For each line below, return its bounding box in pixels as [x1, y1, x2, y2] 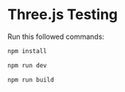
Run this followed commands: [7, 32, 105, 41]
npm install [7, 47, 47, 55]
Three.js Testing [7, 6, 119, 24]
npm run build [7, 75, 55, 84]
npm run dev [7, 61, 47, 69]
